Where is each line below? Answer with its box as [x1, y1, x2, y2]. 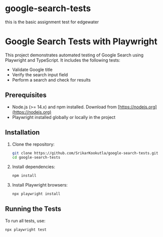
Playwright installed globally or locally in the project [12, 114, 116, 120]
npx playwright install [12, 191, 61, 197]
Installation [5, 128, 40, 136]
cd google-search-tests [12, 155, 61, 160]
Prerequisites [5, 91, 47, 100]
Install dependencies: [12, 164, 55, 170]
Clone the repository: [12, 141, 55, 147]
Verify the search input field [12, 71, 68, 78]
